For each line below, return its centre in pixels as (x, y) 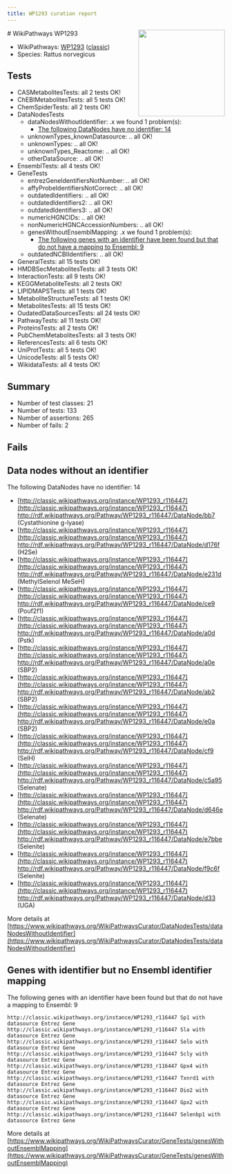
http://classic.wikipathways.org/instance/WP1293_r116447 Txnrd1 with (111, 1078)
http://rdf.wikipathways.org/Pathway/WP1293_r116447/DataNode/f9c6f (118, 869)
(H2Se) (27, 552)
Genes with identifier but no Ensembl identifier (110, 970)
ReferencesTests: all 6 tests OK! (62, 343)
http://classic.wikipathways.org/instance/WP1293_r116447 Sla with (106, 1030)
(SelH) (26, 758)
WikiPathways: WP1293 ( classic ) (64, 46)
